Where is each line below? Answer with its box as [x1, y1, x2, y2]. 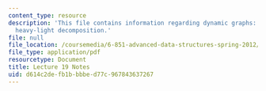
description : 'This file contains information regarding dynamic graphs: [8, 19, 257, 27]
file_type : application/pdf [8, 48, 101, 56]
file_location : [8, 41, 59, 49]
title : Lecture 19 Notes [8, 63, 90, 71]
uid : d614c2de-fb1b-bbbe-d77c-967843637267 [8, 70, 154, 78]
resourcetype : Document [8, 56, 87, 64]
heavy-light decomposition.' [15, 26, 112, 34]
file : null [8, 33, 44, 42]
